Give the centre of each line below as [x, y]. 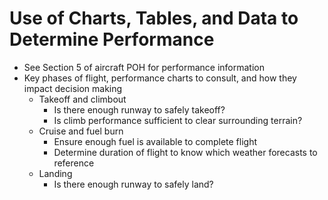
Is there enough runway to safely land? [133, 184]
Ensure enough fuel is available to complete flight [155, 141]
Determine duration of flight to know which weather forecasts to [185, 152]
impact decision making [73, 88]
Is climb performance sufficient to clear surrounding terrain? [178, 120]
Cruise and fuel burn [81, 131]
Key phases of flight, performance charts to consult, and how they [160, 78]
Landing [55, 173]
